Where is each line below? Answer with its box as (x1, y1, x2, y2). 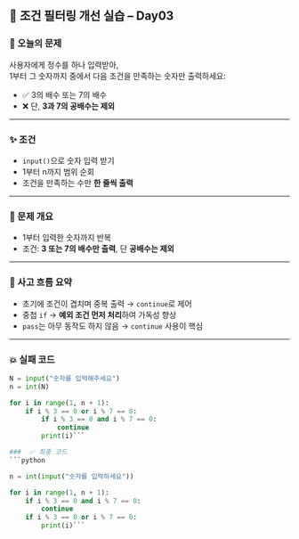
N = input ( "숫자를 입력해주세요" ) (9, 373, 120, 383)
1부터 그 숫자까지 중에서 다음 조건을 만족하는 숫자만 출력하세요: (9, 70, 226, 81)
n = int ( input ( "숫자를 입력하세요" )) (9, 471, 134, 481)
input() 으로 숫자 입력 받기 (21, 155, 115, 166)
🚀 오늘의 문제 (9, 37, 62, 50)
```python (9, 455, 46, 465)
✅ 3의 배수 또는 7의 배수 (21, 89, 107, 100)
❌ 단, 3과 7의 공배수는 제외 (21, 101, 116, 111)
